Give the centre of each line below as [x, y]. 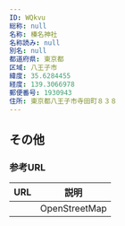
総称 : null [28, 26]
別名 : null [28, 51]
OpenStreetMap [73, 209]
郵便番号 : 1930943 [41, 92]
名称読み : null [35, 43]
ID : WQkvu [28, 17]
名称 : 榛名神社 [33, 34]
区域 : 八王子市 [33, 68]
